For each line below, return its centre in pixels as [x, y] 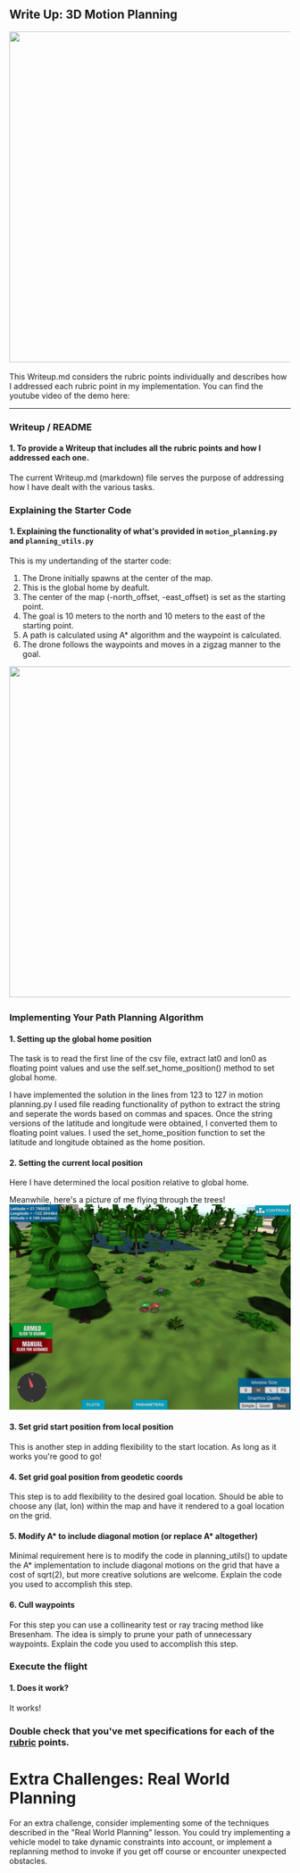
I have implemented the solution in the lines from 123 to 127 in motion [136, 1095]
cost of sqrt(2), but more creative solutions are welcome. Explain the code [146, 1575]
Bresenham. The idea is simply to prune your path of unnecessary [131, 1634]
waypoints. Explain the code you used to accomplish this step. [124, 1644]
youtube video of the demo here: [70, 395]
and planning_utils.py [51, 541]
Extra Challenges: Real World [120, 1779]
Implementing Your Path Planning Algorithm [106, 1017]
